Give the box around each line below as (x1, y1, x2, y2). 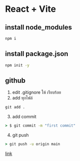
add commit (12, 114, 37, 120)
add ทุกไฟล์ (12, 95, 33, 101)
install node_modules (5, 23, 72, 32)
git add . (5, 105, 26, 110)
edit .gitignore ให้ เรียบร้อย (12, 90, 61, 96)
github (5, 76, 26, 85)
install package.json (5, 50, 69, 58)
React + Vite (5, 3, 56, 15)
